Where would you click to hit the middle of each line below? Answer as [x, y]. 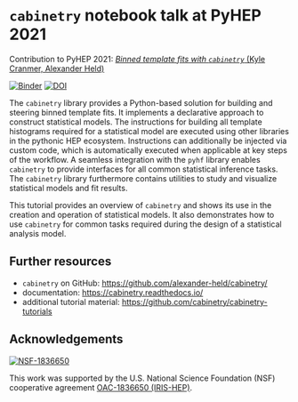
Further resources [60, 262]
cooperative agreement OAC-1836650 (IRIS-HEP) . [101, 387]
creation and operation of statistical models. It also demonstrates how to [142, 214]
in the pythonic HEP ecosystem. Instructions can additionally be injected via [148, 141]
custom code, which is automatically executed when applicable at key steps [148, 150]
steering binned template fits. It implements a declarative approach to [137, 112]
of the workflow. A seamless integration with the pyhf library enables [135, 159]
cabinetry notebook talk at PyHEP [136, 16]
